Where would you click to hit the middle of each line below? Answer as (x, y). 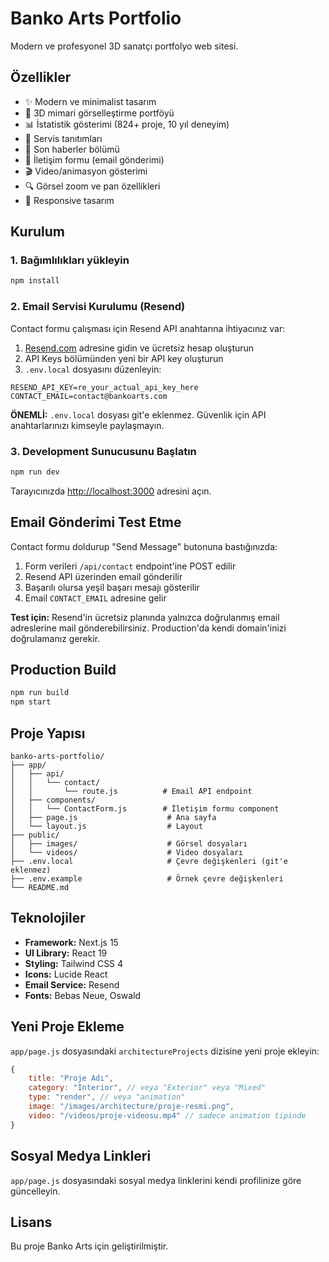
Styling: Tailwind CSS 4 (74, 963)
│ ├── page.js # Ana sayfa (113, 817)
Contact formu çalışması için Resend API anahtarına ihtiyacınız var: (148, 328)
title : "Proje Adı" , (71, 1078)
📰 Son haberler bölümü (72, 149)
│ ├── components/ (53, 800)
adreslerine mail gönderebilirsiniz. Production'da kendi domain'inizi (148, 628)
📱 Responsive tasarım (69, 200)
